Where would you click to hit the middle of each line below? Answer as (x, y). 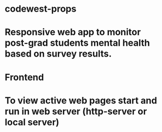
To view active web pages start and (81, 100)
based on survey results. (58, 54)
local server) (32, 122)
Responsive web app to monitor (73, 32)
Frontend (24, 77)
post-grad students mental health (77, 43)
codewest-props (41, 9)
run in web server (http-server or (76, 111)
